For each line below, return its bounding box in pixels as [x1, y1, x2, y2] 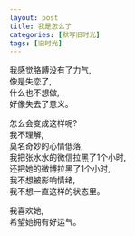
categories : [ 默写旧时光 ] [9, 30, 101, 39]
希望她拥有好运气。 [9, 217, 82, 228]
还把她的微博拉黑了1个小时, [9, 163, 111, 174]
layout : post [9, 13, 59, 23]
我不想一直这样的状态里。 [9, 186, 105, 197]
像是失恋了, [9, 76, 53, 87]
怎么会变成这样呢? [9, 118, 78, 129]
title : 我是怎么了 [9, 22, 72, 31]
